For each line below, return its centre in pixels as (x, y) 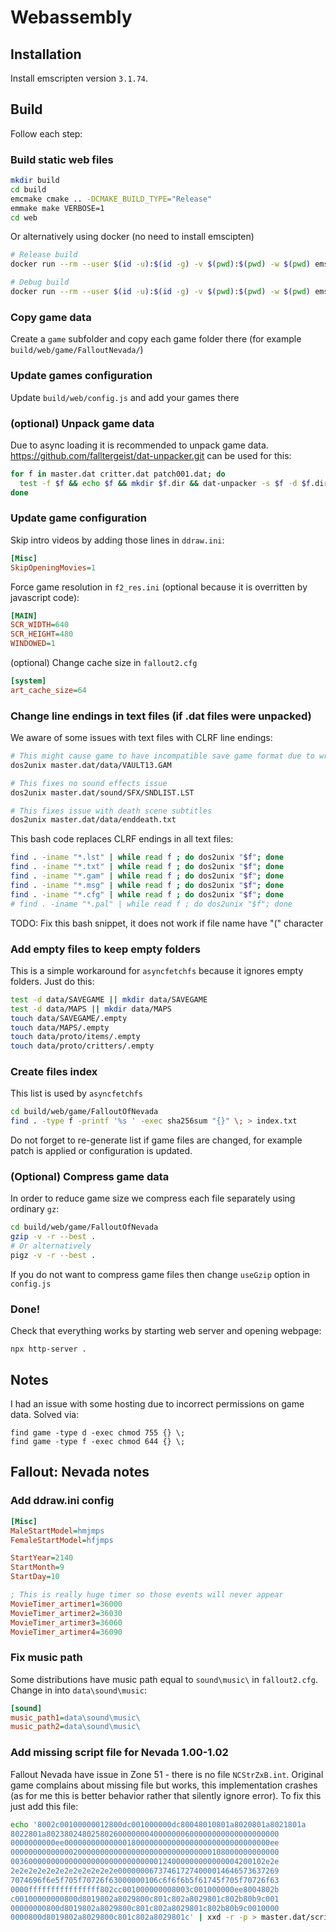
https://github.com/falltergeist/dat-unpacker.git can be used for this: (151, 455)
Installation (46, 54)
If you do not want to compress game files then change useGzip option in (160, 1274)
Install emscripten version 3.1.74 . (79, 78)
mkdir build (35, 181)
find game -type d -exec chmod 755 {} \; (98, 1433)
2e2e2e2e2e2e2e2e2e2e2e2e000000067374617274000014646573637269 (145, 1871)
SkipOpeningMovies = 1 (53, 567)
